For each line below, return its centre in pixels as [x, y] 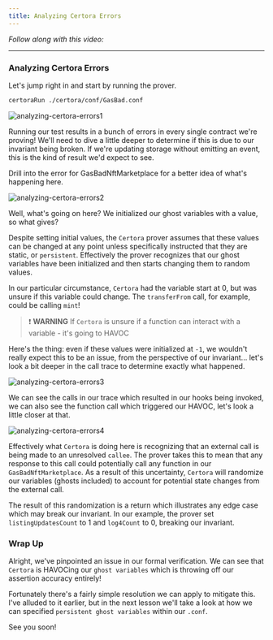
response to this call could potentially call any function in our [110, 463]
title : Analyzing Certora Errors [65, 16]
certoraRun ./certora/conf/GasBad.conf [76, 100]
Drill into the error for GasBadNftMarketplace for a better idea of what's [128, 173]
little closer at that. [39, 414]
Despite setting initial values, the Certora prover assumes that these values [134, 237]
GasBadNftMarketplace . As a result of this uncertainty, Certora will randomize [136, 472]
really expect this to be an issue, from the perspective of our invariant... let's [136, 357]
